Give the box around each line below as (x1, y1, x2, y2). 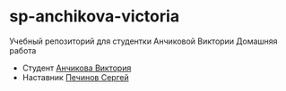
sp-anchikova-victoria (9, 6, 180, 27)
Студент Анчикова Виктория (22, 62, 132, 73)
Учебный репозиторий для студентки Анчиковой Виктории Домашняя (9, 36, 278, 46)
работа (9, 45, 37, 55)
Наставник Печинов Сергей (22, 71, 129, 82)
